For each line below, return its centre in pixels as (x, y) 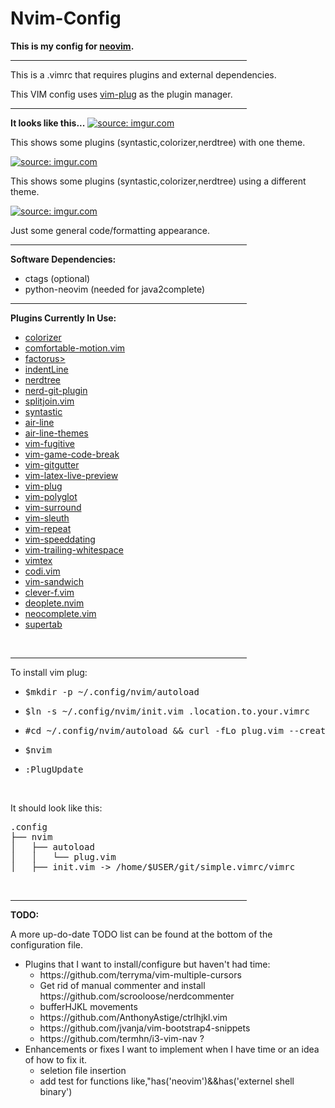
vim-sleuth (47, 518)
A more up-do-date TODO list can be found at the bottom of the (141, 934)
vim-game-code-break (72, 454)
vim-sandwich (54, 581)
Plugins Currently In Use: (63, 318)
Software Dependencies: (63, 259)
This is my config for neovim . (72, 46)
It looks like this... (48, 123)
